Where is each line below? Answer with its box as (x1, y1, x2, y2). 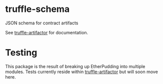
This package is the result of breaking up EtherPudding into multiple (5, 63, 145, 69)
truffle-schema (5, 3, 70, 15)
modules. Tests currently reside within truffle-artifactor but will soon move (5, 69, 158, 75)
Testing (5, 47, 37, 58)
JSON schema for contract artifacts (5, 20, 78, 26)
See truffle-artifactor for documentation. (5, 29, 88, 35)
